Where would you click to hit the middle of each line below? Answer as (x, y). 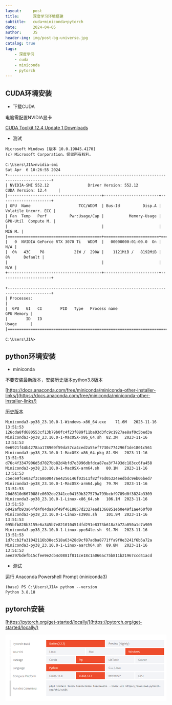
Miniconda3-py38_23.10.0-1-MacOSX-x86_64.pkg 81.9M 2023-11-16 (76, 453)
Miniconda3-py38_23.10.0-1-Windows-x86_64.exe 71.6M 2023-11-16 (81, 422)
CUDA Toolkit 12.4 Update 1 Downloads (47, 128)
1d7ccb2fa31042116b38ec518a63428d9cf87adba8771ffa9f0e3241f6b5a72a (79, 540)
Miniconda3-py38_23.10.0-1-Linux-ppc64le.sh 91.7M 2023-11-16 (76, 530)
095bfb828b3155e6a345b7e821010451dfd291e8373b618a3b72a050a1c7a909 (79, 525)
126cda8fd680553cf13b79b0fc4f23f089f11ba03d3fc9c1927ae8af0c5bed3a (79, 432)
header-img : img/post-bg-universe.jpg (47, 38)
